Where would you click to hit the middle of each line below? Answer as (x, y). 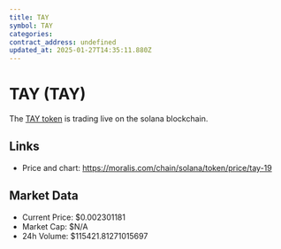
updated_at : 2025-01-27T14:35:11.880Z (80, 51)
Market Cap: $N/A (55, 226)
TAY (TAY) (48, 94)
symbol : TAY (31, 26)
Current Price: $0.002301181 (74, 217)
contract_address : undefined (63, 42)
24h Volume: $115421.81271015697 (85, 236)
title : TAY (29, 17)
